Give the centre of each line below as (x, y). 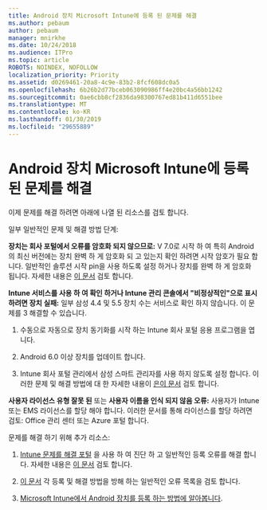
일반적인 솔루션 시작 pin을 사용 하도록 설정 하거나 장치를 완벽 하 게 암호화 (138, 266)
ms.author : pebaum (39, 23)
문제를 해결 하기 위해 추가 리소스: (59, 437)
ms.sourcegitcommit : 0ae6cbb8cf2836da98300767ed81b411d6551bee (116, 97)
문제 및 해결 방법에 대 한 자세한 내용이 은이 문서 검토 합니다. (127, 383)
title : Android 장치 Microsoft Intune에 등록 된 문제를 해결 (103, 16)
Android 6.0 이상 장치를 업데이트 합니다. (82, 356)
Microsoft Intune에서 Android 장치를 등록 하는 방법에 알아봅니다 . (121, 498)
